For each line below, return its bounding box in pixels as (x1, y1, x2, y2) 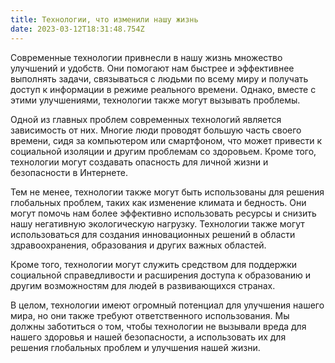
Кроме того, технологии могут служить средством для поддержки (10, 258, 298, 270)
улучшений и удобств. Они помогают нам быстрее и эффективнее (10, 62, 295, 74)
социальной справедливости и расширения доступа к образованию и (10, 269, 312, 281)
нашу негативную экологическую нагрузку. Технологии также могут (10, 217, 305, 230)
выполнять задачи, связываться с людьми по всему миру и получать (10, 72, 309, 85)
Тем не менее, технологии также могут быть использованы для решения (10, 186, 325, 198)
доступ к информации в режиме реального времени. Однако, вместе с (10, 83, 317, 95)
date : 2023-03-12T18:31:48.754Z (10, 24, 145, 34)
